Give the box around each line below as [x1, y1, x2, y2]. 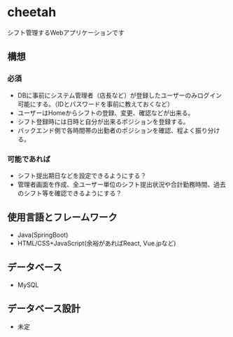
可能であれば [7, 154, 50, 164]
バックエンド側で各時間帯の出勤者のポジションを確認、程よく [17, 126, 196, 134]
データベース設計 [7, 303, 80, 315]
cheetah [7, 4, 57, 20]
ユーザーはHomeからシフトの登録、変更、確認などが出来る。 [17, 108, 195, 117]
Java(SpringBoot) [17, 230, 69, 239]
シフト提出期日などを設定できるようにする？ [17, 171, 147, 180]
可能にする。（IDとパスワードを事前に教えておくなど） [17, 100, 174, 108]
